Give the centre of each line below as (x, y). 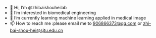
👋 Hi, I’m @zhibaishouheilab (38, 8)
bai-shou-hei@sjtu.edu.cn (36, 30)
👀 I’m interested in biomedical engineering (53, 13)
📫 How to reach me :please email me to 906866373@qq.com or (76, 23)
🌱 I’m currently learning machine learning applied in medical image (78, 18)
